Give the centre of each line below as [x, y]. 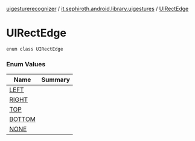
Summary [56, 80]
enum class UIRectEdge [35, 49]
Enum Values [26, 64]
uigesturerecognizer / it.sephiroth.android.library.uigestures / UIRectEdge [97, 9]
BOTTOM [23, 119]
